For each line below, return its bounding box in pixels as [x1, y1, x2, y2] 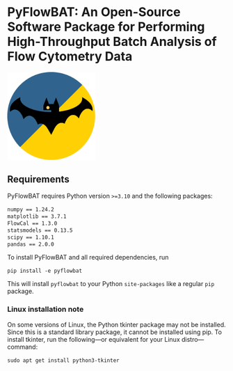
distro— [181, 335, 204, 343]
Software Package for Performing [7, 19, 205, 35]
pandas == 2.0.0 [7, 241, 54, 248]
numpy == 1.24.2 [7, 206, 54, 213]
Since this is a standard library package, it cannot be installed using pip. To [7, 328, 223, 336]
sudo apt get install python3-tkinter [7, 356, 120, 364]
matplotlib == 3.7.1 [7, 213, 67, 220]
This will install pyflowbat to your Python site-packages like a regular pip [7, 280, 215, 288]
